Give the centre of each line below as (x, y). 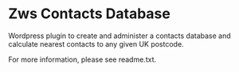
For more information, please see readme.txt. (82, 59)
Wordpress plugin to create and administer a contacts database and (119, 36)
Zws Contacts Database (90, 14)
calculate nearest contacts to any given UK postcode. (96, 44)
